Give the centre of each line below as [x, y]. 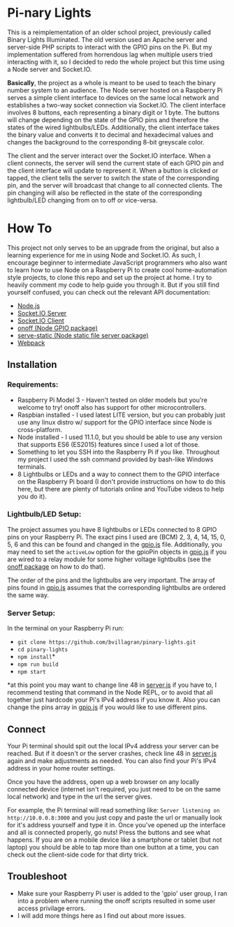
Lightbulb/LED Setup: [44, 514]
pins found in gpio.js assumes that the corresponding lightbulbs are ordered [116, 587]
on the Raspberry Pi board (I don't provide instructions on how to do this [121, 481]
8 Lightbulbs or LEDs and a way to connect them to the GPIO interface [118, 474]
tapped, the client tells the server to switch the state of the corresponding [113, 178]
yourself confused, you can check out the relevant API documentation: [109, 292]
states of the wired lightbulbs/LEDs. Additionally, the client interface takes [114, 127]
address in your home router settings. [61, 768]
